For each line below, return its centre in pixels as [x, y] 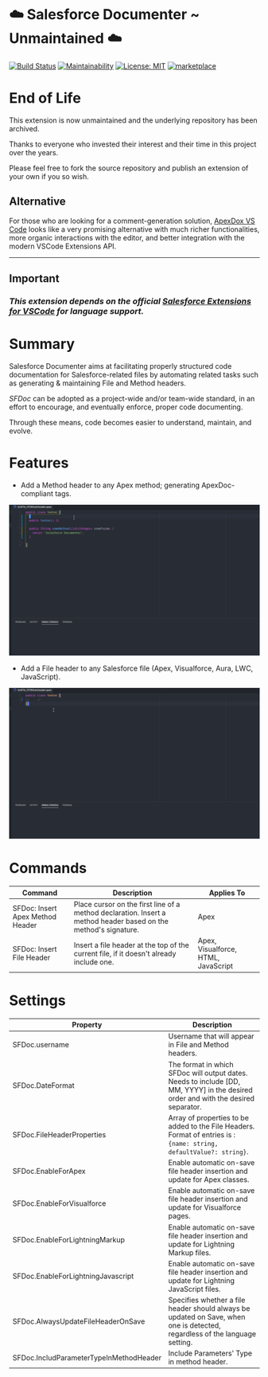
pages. [179, 1216]
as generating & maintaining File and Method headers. [97, 383]
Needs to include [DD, [204, 1081]
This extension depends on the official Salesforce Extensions [130, 301]
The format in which [201, 1064]
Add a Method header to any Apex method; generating [110, 485]
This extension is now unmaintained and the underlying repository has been [133, 120]
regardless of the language [212, 1334]
